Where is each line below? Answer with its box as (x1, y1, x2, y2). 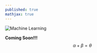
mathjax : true (5, 12, 34, 17)
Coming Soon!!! (5, 35, 38, 41)
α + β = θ (73, 42, 92, 48)
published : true (5, 7, 38, 12)
